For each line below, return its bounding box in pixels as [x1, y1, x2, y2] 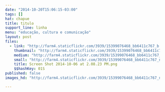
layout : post [5, 35, 32, 40]
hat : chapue [5, 16, 29, 21]
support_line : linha [5, 25, 48, 30]
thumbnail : [14, 48, 36, 53]
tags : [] [5, 12, 23, 17]
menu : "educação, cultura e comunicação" [5, 30, 91, 35]
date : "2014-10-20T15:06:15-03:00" [5, 7, 78, 12]
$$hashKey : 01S [14, 67, 45, 71]
